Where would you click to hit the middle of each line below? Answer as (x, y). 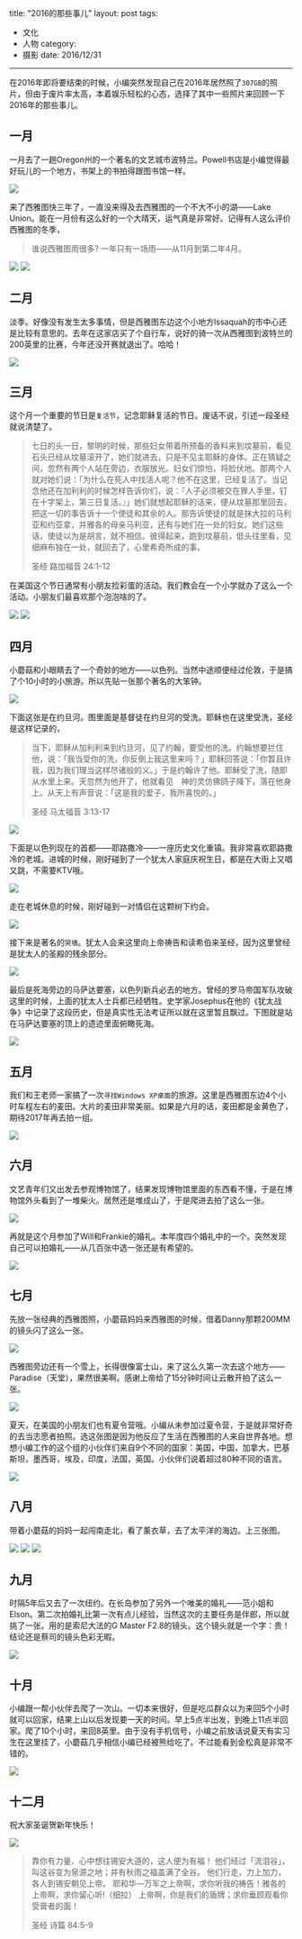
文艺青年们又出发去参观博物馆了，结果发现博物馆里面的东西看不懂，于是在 (147, 1188)
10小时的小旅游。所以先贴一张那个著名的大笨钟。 (115, 681)
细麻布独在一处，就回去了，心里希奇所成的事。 (118, 547)
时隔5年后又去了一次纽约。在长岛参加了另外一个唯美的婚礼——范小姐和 (142, 1603)
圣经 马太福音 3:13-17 (71, 812)
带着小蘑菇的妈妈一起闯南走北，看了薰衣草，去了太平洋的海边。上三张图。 (147, 1530)
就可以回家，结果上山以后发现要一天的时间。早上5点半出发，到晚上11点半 (145, 1720)
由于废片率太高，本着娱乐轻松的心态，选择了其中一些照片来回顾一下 (159, 94)
